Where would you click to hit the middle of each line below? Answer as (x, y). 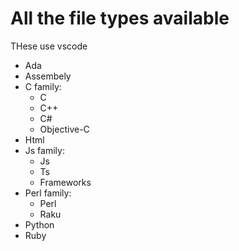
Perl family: (48, 193)
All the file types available (120, 18)
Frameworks (65, 182)
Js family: (44, 150)
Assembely (48, 76)
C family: (43, 86)
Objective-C (64, 129)
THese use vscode (49, 46)
